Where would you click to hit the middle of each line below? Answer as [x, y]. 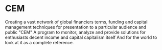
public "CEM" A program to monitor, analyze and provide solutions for [75, 32]
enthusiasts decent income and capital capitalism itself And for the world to [81, 37]
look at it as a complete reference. [40, 42]
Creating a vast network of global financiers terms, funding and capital [76, 22]
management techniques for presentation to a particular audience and [76, 27]
